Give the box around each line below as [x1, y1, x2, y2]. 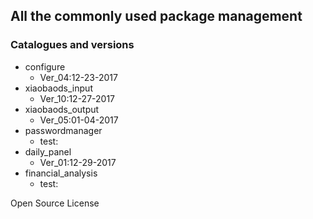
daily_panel [24, 145, 72, 158]
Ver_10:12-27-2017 [39, 92, 116, 104]
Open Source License [10, 197, 100, 209]
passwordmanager [24, 124, 103, 136]
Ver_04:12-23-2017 [39, 71, 118, 83]
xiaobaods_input [24, 82, 93, 94]
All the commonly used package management [10, 8, 303, 25]
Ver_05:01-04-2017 [39, 114, 119, 126]
